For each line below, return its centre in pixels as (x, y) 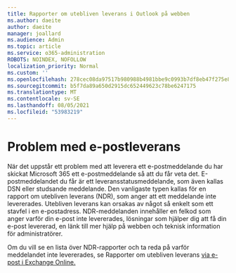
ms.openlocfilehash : (38, 79)
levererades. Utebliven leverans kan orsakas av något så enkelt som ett (110, 203)
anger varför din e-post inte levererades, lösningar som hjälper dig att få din (117, 218)
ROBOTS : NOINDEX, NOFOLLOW (47, 60)
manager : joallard (34, 33)
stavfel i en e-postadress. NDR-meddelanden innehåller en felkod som (109, 211)
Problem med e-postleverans (94, 147)
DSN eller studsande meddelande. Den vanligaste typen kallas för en (107, 189)
